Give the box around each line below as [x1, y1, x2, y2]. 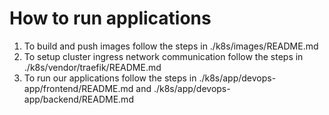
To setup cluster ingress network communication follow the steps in [23, 50, 304, 62]
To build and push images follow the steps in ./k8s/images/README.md [23, 40, 319, 52]
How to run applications [9, 7, 212, 30]
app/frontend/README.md [23, 82, 134, 94]
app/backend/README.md [23, 93, 134, 105]
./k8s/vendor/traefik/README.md [23, 61, 162, 73]
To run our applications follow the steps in [23, 72, 197, 84]
